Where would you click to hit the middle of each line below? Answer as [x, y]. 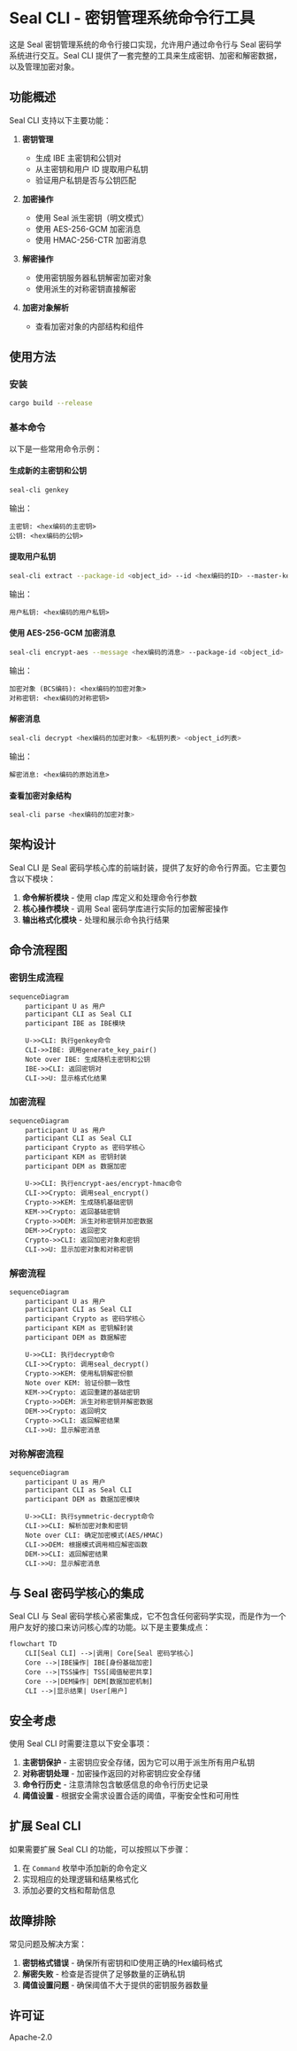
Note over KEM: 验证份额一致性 [78, 1384]
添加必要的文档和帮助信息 [69, 1890]
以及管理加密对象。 [44, 66]
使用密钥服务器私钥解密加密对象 [93, 277]
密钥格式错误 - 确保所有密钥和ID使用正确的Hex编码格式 [122, 1962]
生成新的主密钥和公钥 [48, 471]
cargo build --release [51, 403]
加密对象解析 [45, 308]
